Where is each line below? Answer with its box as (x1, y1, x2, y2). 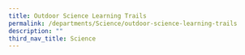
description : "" (8, 27, 63, 35)
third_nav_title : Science (8, 34, 96, 43)
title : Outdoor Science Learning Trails (8, 11, 148, 20)
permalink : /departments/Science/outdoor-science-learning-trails (8, 19, 238, 27)
